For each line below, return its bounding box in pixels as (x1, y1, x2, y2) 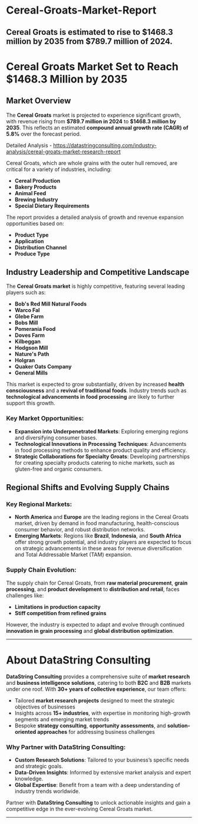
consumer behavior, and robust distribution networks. (14, 526, 146, 533)
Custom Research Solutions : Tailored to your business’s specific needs (14, 756, 190, 763)
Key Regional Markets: (6, 500, 72, 508)
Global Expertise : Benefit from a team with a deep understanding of (14, 781, 180, 788)
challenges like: (6, 592, 44, 599)
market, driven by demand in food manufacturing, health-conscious (14, 520, 180, 527)
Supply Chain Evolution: (6, 566, 77, 574)
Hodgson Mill (14, 344, 48, 352)
